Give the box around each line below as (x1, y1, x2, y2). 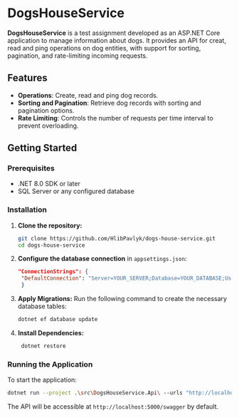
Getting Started (7, 142, 78, 154)
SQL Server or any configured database (17, 187, 135, 195)
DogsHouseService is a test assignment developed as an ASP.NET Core (7, 29, 221, 37)
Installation (7, 205, 48, 215)
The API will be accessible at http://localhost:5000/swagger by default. (7, 402, 219, 411)
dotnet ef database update (17, 316, 98, 323)
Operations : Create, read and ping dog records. (17, 91, 159, 99)
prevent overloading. (17, 121, 79, 130)
